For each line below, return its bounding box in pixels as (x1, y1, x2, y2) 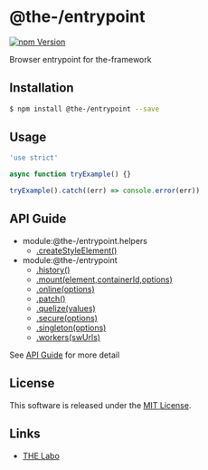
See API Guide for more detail (9, 349, 120, 360)
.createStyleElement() (35, 245, 118, 256)
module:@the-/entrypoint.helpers (22, 235, 147, 246)
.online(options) (35, 283, 95, 294)
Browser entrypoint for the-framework (9, 54, 152, 64)
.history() (35, 264, 71, 275)
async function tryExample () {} (9, 170, 131, 179)
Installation (9, 80, 74, 96)
